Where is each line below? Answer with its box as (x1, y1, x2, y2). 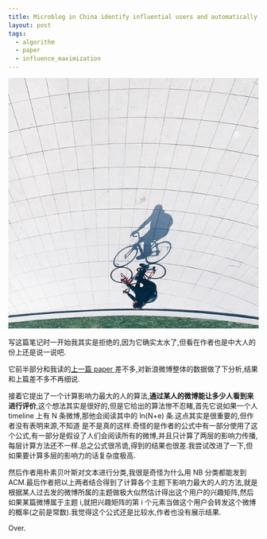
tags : (8, 29, 26, 37)
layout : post (8, 21, 52, 29)
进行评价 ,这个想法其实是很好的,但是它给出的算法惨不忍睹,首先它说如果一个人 (8, 401, 258, 410)
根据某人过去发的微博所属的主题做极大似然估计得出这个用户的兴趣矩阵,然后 (8, 487, 254, 497)
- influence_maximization (15, 55, 102, 63)
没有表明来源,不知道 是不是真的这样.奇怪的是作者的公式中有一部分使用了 (14, 421, 252, 430)
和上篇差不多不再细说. (8, 374, 81, 383)
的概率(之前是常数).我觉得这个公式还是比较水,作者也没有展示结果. (8, 507, 222, 517)
